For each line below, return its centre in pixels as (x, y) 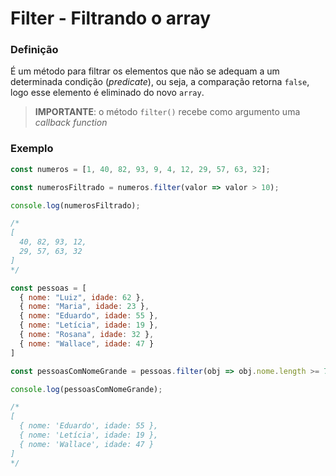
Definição (34, 50)
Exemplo (32, 149)
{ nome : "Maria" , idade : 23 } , (84, 307)
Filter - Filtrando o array (111, 18)
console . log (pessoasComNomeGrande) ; (86, 389)
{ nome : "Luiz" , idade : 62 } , (82, 297)
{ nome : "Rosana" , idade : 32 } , (87, 335)
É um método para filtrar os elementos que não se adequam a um (145, 71)
